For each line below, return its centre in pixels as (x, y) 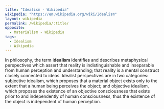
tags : (11, 37)
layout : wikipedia (24, 19)
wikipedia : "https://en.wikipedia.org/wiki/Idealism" (61, 14)
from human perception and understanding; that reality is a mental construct (82, 70)
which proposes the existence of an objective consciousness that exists (78, 91)
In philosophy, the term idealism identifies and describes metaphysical (76, 60)
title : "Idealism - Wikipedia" (37, 10)
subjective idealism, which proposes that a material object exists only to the (81, 81)
